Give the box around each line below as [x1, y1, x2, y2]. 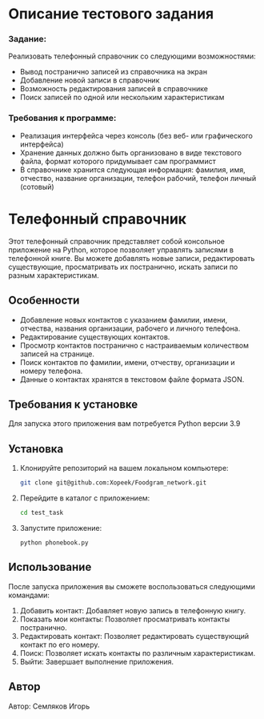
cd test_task [19, 509, 64, 517]
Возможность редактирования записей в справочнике [19, 84, 208, 94]
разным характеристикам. [8, 270, 99, 280]
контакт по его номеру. [19, 640, 100, 649]
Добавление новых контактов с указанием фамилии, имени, [19, 315, 228, 324]
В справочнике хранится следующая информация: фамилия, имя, [19, 165, 246, 175]
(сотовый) [19, 182, 54, 191]
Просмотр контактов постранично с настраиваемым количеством [19, 340, 250, 350]
